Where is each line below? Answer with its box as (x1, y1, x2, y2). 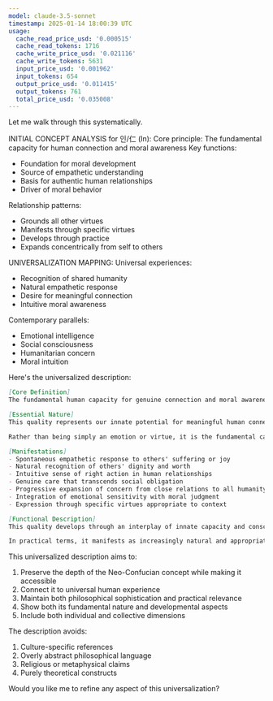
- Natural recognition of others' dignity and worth (8, 462, 191, 471)
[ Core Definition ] (8, 388, 71, 396)
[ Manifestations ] (8, 448, 67, 456)
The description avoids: (8, 626, 88, 636)
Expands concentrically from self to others (19, 242, 163, 252)
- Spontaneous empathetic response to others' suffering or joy (8, 455, 231, 463)
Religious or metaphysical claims (19, 660, 130, 669)
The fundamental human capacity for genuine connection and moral (8, 396, 238, 405)
